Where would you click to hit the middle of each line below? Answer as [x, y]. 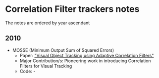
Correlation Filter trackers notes [72, 9]
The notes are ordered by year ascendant [48, 23]
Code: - [27, 71]
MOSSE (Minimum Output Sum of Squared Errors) [63, 50]
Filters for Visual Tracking [46, 66]
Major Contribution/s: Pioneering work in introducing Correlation [85, 61]
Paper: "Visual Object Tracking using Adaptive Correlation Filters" [87, 55]
